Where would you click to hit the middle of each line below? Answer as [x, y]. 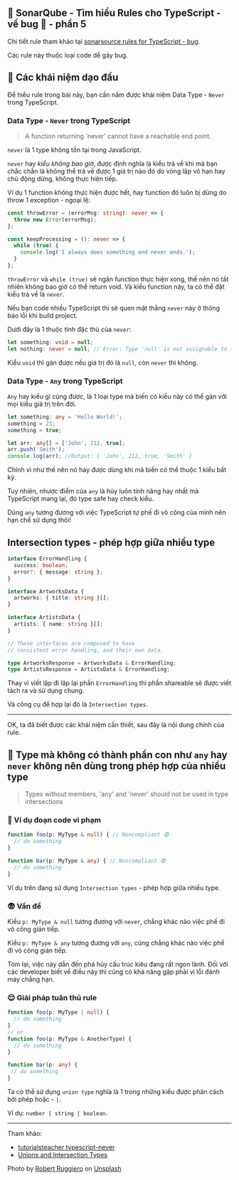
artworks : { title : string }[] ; [62, 598]
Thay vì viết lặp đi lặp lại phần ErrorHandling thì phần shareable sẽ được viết [119, 683]
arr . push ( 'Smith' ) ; [36, 450]
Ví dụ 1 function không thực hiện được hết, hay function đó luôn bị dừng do [117, 192]
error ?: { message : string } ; [58, 572]
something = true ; [34, 430]
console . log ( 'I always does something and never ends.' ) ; [108, 252]
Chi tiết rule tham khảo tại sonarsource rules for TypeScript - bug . [104, 41]
